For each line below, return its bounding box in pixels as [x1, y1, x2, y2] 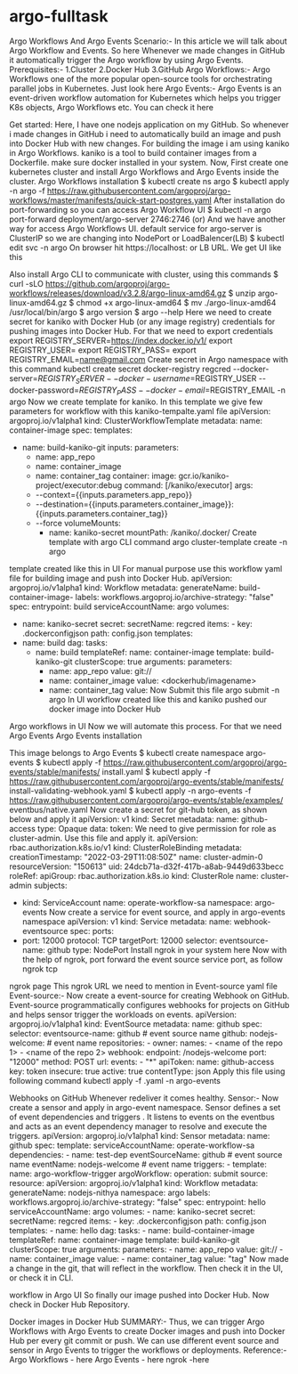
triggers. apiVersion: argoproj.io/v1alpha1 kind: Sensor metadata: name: [9, 1130, 270, 1141]
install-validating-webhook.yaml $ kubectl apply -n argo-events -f [9, 785, 252, 796]
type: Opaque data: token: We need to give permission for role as [36, 823, 277, 833]
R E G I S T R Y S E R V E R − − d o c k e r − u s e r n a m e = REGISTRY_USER [37, 372, 257, 386]
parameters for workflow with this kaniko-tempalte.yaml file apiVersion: [9, 405, 271, 416]
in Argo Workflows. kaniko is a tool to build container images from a [9, 147, 257, 158]
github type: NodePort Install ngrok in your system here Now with [47, 944, 287, 955]
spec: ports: [69, 925, 114, 936]
